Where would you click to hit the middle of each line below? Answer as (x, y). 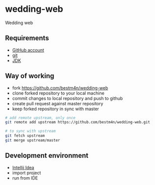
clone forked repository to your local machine (58, 93)
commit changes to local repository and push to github (67, 98)
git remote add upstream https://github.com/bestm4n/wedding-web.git (78, 122)
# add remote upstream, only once (40, 118)
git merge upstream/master (33, 140)
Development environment (47, 156)
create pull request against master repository (58, 103)
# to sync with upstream (30, 131)
